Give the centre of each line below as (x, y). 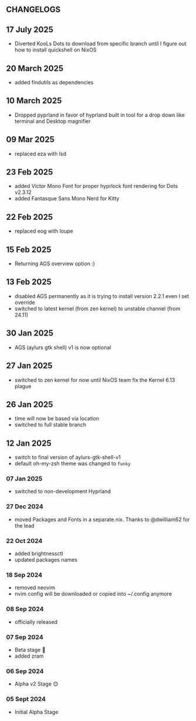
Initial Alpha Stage (36, 712)
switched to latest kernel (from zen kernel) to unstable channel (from (97, 308)
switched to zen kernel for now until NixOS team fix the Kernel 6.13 (95, 380)
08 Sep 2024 (25, 609)
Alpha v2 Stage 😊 (36, 684)
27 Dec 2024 (25, 507)
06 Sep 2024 (25, 671)
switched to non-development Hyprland (63, 491)
